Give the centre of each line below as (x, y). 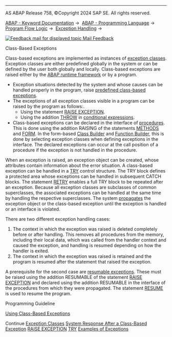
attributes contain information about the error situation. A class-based (79, 165)
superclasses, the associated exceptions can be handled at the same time (83, 193)
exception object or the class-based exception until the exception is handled (86, 204)
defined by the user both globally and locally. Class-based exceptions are (83, 69)
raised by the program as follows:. (49, 106)
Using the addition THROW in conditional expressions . (78, 117)
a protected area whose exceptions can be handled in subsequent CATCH (83, 176)
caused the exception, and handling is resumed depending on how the (87, 245)
